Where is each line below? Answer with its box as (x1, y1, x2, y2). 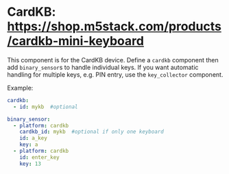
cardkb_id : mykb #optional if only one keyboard (19, 128, 165, 136)
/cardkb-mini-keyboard (7, 34, 144, 49)
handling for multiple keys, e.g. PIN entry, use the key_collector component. (7, 70, 224, 79)
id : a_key (19, 135, 48, 142)
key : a (19, 141, 38, 148)
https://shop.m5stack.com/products (7, 18, 221, 34)
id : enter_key (19, 153, 60, 161)
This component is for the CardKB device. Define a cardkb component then (7, 55, 219, 64)
